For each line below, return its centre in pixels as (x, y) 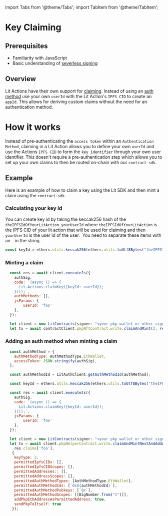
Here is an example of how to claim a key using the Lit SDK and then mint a (82, 190)
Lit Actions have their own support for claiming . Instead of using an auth (79, 91)
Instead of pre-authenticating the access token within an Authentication (79, 141)
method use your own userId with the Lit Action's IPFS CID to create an (78, 96)
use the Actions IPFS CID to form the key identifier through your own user (83, 152)
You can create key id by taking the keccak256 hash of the (66, 219)
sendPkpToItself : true (38, 504)
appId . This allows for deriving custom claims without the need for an (76, 102)
